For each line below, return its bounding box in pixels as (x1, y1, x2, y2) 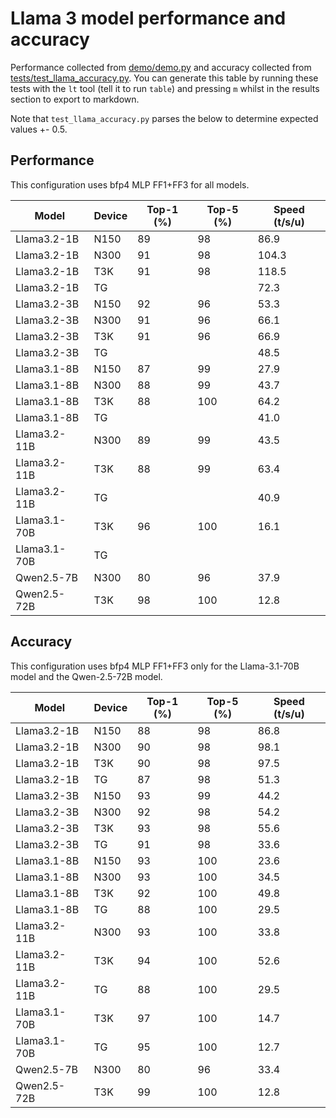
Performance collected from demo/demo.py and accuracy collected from (10, 61, 312, 73)
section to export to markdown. (10, 93, 140, 105)
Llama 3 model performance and (10, 7, 287, 30)
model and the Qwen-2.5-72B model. (10, 670, 163, 682)
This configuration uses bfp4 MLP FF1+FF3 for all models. (10, 178, 250, 191)
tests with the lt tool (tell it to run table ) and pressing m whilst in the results (10, 82, 320, 94)
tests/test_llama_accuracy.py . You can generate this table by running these (10, 72, 319, 84)
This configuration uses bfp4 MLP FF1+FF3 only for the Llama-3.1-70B (10, 660, 300, 672)
